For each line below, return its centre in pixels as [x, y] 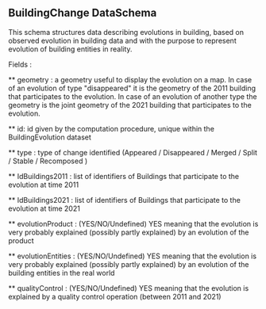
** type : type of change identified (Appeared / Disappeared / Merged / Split [133, 152]
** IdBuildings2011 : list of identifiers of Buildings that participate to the [124, 176]
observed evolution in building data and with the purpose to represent [122, 40]
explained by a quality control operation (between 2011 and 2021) [115, 296]
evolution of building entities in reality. [70, 49]
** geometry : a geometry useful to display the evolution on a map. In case [130, 79]
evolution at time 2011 [44, 185]
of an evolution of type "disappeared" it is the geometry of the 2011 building [132, 88]
